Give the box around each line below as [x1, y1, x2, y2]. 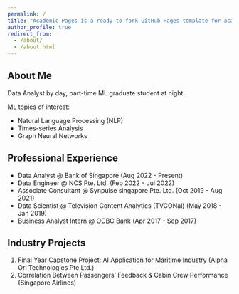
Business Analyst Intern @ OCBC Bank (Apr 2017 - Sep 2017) [17, 216, 197, 225]
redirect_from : [7, 30, 53, 38]
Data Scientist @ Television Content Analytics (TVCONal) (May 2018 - [17, 201, 222, 210]
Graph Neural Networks [17, 131, 87, 140]
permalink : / [7, 10, 46, 18]
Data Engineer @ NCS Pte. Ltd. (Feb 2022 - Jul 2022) [17, 179, 175, 187]
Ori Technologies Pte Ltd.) [17, 263, 95, 272]
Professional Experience [7, 152, 119, 164]
